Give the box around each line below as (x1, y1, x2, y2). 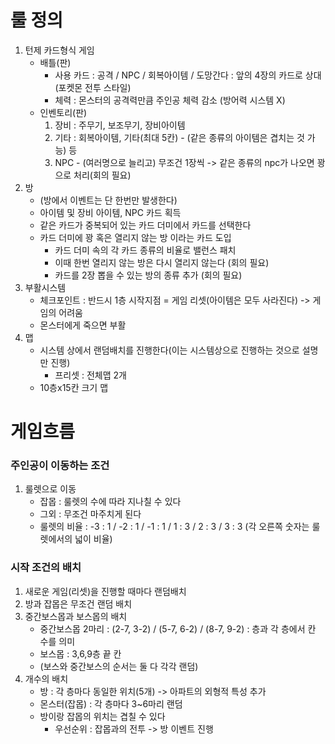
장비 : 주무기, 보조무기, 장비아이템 (54, 119, 186, 131)
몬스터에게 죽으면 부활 (39, 319, 127, 331)
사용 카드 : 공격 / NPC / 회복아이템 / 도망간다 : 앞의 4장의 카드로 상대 (54, 69, 322, 81)
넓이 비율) (74, 533, 113, 545)
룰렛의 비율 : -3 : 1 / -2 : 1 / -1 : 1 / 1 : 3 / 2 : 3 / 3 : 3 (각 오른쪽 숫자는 (39, 521, 310, 533)
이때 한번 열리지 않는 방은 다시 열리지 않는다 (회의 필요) (54, 256, 270, 268)
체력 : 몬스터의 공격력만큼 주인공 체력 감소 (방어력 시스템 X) (54, 94, 286, 106)
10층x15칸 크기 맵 (39, 381, 109, 393)
